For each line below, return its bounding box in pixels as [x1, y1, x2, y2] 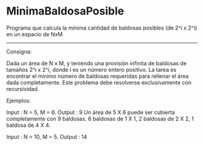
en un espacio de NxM [6, 30, 63, 37]
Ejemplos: [6, 97, 32, 104]
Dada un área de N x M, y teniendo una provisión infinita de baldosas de [6, 59, 187, 67]
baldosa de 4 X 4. [6, 121, 50, 129]
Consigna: [6, 48, 32, 55]
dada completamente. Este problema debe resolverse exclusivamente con [6, 78, 192, 86]
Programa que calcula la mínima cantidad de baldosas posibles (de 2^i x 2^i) [6, 24, 197, 31]
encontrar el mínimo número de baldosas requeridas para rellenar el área [6, 72, 189, 80]
